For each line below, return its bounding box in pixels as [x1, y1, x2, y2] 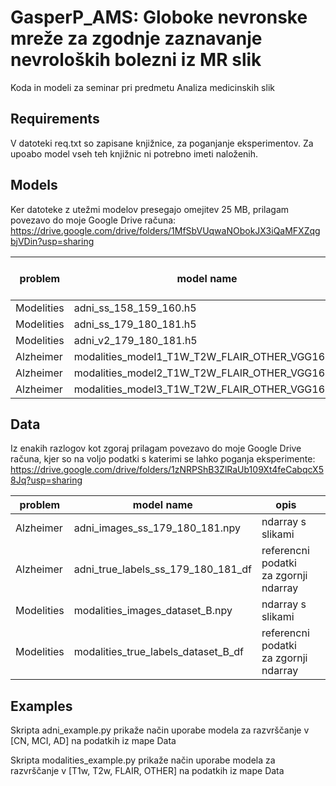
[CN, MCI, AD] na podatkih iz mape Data [10, 735, 177, 747]
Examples [10, 697, 73, 715]
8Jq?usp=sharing [10, 474, 83, 486]
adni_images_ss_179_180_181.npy [73, 521, 241, 535]
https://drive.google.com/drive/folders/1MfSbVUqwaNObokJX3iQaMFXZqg [10, 224, 321, 236]
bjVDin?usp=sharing [10, 235, 95, 247]
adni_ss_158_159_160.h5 [73, 301, 197, 315]
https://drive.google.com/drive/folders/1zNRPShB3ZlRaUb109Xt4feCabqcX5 [10, 464, 324, 476]
